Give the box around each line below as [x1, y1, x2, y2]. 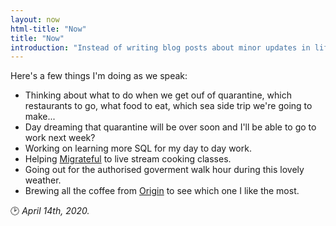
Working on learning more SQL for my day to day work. [24, 142, 252, 155]
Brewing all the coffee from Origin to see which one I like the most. [24, 185, 300, 197]
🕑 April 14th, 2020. [10, 205, 90, 217]
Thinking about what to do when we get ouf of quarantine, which [24, 89, 292, 101]
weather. [24, 174, 62, 186]
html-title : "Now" [10, 24, 87, 34]
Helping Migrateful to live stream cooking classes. [24, 153, 232, 165]
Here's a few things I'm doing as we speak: [10, 70, 188, 82]
